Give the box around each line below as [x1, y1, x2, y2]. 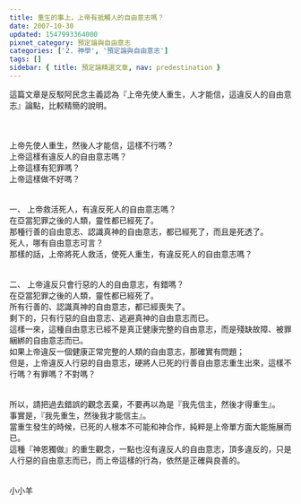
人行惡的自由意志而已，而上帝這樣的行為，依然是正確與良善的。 [9, 455, 245, 465]
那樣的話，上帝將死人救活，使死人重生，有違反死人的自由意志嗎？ [9, 248, 253, 259]
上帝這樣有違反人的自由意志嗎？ [9, 151, 127, 161]
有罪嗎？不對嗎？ [32, 369, 96, 379]
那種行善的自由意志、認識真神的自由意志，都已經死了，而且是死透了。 [9, 226, 269, 237]
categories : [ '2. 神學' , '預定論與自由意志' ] [9, 47, 168, 56]
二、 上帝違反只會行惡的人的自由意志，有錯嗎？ [9, 279, 185, 290]
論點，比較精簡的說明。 [24, 100, 112, 110]
